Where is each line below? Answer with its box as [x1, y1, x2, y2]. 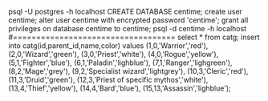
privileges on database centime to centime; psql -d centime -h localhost [8, 24, 247, 33]
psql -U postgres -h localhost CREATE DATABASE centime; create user [8, 7, 243, 16]
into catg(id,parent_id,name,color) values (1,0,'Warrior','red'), [8, 41, 209, 50]
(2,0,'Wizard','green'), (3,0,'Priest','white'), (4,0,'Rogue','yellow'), [8, 50, 219, 59]
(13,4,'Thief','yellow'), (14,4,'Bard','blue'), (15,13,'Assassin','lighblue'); [8, 83, 231, 93]
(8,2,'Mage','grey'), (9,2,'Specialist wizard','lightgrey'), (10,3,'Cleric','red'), [8, 67, 249, 75]
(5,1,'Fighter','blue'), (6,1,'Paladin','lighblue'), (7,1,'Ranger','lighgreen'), [8, 58, 233, 67]
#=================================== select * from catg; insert [8, 32, 260, 42]
